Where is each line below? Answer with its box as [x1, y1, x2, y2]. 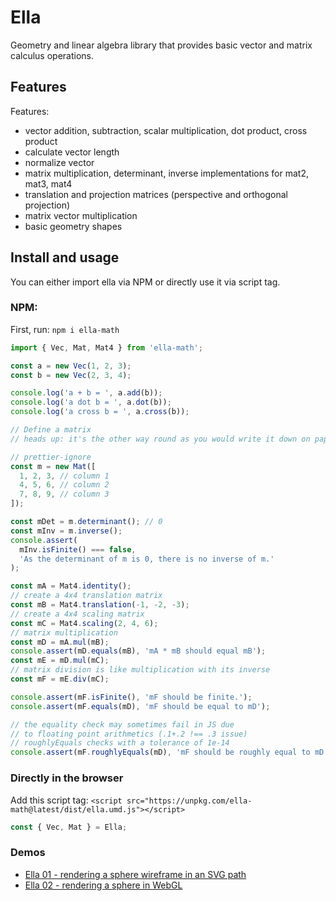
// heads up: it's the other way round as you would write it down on [10, 434, 311, 444]
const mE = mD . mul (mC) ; [10, 656, 110, 666]
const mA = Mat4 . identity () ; [10, 581, 132, 591]
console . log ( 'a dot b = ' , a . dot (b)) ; [10, 397, 172, 408]
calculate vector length [24, 146, 120, 158]
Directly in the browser [10, 771, 124, 785]
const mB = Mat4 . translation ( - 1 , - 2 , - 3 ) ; [10, 600, 190, 610]
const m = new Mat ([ [10, 461, 97, 471]
